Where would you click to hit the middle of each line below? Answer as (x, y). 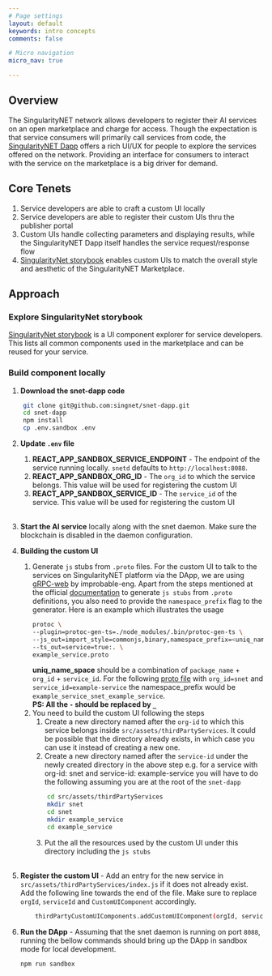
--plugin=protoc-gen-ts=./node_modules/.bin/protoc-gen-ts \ (137, 632)
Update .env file (47, 443)
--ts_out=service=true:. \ (78, 647)
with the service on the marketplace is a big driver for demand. (113, 163)
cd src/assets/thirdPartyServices (105, 797)
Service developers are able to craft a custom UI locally (113, 208)
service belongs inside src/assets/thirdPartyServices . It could (150, 730)
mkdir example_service (85, 820)
